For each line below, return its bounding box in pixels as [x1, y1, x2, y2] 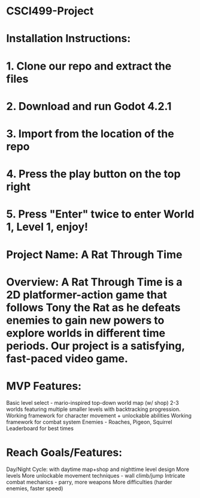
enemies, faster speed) [6, 485, 63, 492]
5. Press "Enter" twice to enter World [6, 207, 195, 221]
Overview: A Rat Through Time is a [6, 275, 183, 289]
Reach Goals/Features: [6, 446, 123, 459]
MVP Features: [6, 379, 82, 393]
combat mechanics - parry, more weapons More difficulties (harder [6, 478, 172, 485]
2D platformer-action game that [6, 288, 168, 302]
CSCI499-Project [6, 4, 94, 18]
